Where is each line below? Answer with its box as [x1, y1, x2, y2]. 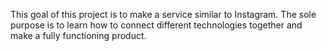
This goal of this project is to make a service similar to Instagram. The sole [10, 9, 317, 20]
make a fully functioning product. [10, 30, 147, 41]
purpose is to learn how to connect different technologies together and [10, 19, 303, 31]
